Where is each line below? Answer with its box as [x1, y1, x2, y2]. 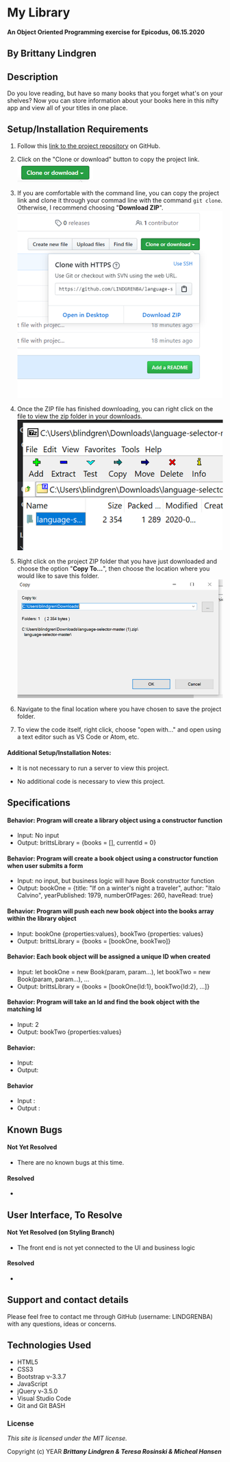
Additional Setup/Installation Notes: [7, 749, 112, 757]
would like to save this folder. [16, 572, 99, 580]
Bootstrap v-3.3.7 [16, 1372, 66, 1380]
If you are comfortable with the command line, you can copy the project [16, 188, 220, 197]
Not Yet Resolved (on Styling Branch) [7, 1228, 115, 1237]
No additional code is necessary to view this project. [16, 777, 166, 785]
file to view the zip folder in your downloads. [16, 412, 142, 420]
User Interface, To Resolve [7, 1209, 123, 1221]
